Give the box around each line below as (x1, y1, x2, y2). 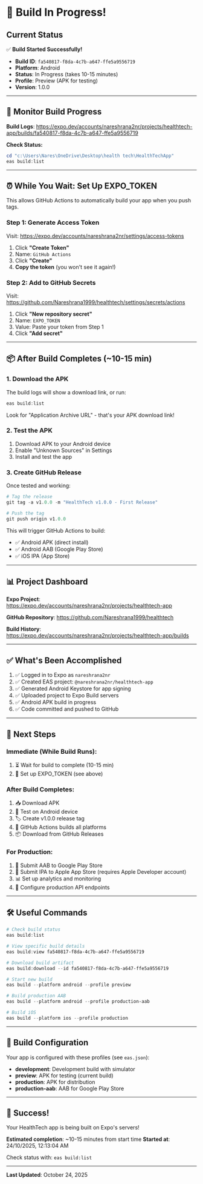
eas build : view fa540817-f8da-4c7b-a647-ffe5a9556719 (6, 948, 145, 955)
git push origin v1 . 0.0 (6, 516, 66, 522)
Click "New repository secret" (14, 310, 92, 318)
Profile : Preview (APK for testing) (14, 77, 98, 84)
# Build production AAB (6, 993, 66, 999)
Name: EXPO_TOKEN (14, 316, 60, 324)
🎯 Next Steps (6, 729, 56, 739)
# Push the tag (6, 510, 45, 516)
